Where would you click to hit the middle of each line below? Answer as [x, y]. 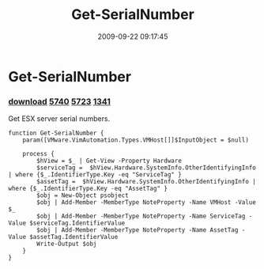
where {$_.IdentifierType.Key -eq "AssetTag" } [88, 189]
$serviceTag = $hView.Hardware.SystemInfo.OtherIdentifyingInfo [147, 168]
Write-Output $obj [67, 244]
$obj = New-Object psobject [83, 195]
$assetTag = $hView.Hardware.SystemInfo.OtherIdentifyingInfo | [147, 182]
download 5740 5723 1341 [59, 101]
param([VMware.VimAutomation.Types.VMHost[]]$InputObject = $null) [136, 140]
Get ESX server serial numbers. [59, 119]
